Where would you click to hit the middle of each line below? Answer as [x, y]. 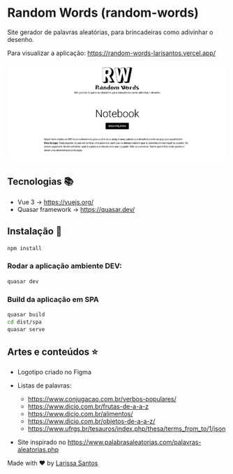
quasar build [26, 315]
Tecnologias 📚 [40, 182]
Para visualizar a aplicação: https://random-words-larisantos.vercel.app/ [112, 53]
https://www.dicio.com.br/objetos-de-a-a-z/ [91, 421]
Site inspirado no [42, 442]
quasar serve [26, 329]
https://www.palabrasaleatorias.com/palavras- [134, 442]
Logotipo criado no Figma [54, 372]
